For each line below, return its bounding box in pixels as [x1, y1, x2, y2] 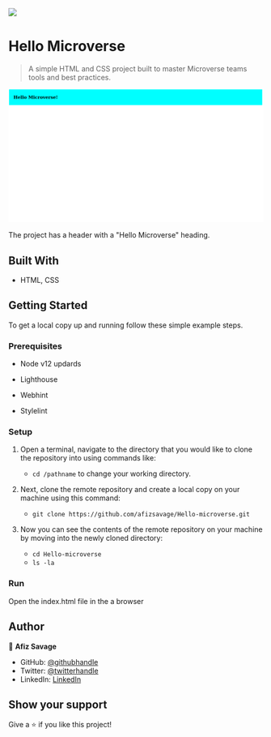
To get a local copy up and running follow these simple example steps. [8, 320, 243, 330]
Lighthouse [19, 375, 58, 384]
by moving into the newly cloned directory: [19, 533, 163, 543]
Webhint [19, 390, 49, 401]
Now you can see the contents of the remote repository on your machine [19, 525, 263, 534]
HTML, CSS [19, 276, 59, 285]
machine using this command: [19, 493, 121, 503]
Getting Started [8, 298, 88, 312]
